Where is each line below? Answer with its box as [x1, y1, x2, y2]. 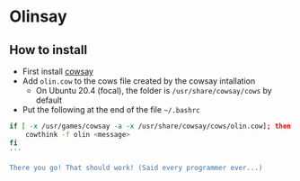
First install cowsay [22, 66, 94, 77]
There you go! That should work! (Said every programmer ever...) [9, 163, 263, 172]
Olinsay [9, 6, 67, 27]
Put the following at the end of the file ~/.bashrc [22, 104, 200, 114]
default [35, 95, 63, 105]
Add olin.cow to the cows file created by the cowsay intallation [22, 76, 256, 86]
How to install [9, 42, 88, 58]
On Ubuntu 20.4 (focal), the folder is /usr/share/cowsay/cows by [35, 86, 272, 95]
